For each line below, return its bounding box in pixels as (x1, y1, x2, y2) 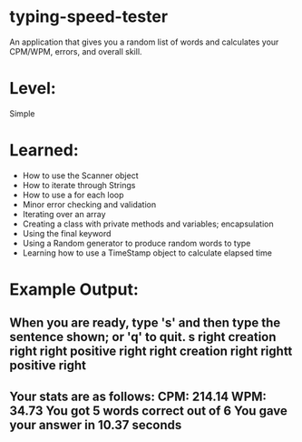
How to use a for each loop (22, 189, 124, 200)
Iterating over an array (22, 208, 106, 219)
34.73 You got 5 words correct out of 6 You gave (9, 403, 287, 418)
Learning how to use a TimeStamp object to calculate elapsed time (22, 247, 272, 258)
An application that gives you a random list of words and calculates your (9, 36, 279, 47)
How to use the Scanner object (22, 170, 139, 181)
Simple (9, 107, 35, 119)
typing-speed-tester (9, 6, 169, 27)
